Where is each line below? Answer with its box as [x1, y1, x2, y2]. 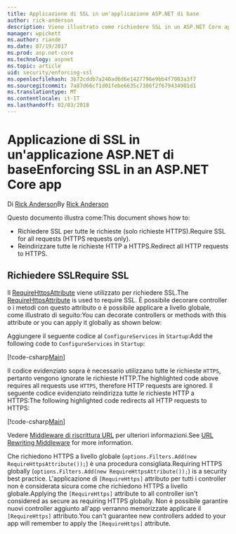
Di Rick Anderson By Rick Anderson [7, 199, 109, 208]
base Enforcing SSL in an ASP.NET [7, 162, 209, 178]
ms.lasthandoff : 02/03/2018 [7, 102, 90, 109]
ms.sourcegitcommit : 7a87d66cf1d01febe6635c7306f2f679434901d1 [7, 82, 197, 89]
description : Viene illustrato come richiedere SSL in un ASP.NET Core [7, 23, 221, 30]
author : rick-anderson [7, 17, 74, 24]
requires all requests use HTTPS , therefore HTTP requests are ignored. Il [7, 381, 213, 389]
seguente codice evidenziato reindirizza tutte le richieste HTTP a [7, 389, 195, 397]
